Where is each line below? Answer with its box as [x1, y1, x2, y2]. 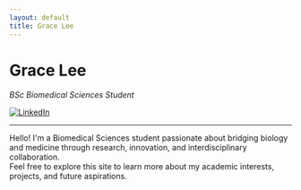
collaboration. [9, 151, 60, 162]
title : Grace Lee [9, 22, 74, 30]
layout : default [9, 13, 70, 22]
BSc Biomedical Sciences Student [9, 90, 134, 100]
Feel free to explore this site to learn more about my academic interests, [9, 161, 275, 172]
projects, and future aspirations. [9, 171, 127, 182]
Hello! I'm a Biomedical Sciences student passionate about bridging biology [9, 133, 288, 143]
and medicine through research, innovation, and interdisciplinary [9, 142, 248, 153]
